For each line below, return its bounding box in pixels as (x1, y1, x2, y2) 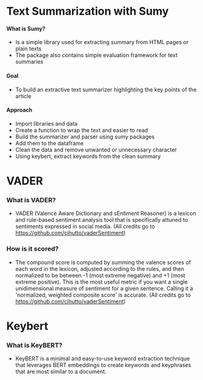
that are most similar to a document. (15, 368, 107, 375)
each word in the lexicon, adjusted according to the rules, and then (15, 265, 185, 272)
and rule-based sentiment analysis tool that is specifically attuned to (15, 216, 188, 224)
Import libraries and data (15, 120, 78, 127)
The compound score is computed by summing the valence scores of (15, 259, 191, 266)
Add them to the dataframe (15, 139, 84, 146)
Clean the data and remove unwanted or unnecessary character (15, 146, 177, 153)
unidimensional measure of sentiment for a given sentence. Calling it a (15, 284, 193, 292)
